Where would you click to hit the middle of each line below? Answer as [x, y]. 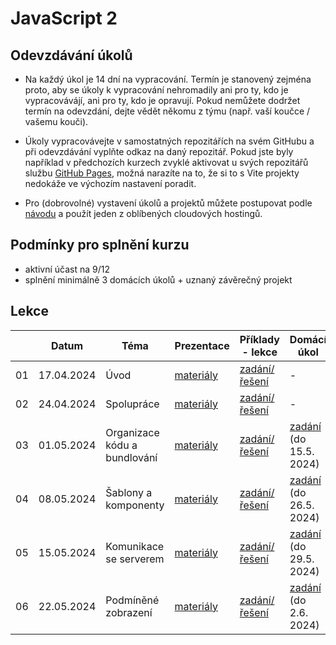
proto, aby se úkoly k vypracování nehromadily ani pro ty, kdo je [156, 90]
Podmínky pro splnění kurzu [100, 245]
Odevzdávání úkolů [71, 55]
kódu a [121, 445]
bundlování [131, 457]
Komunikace [135, 546]
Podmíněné [132, 600]
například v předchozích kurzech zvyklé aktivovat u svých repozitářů [166, 162]
